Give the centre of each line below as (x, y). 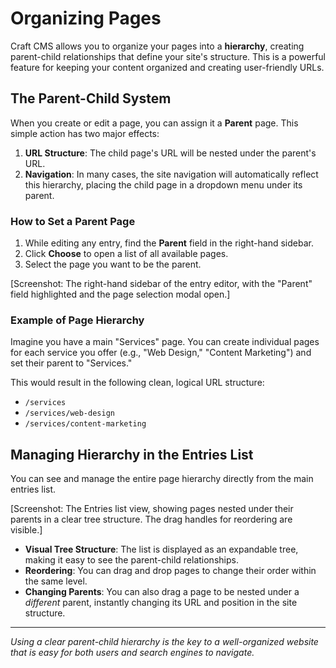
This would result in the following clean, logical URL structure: (137, 383)
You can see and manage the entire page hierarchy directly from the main (162, 479)
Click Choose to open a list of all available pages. (126, 254)
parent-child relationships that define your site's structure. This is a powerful (168, 56)
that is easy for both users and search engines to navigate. (132, 653)
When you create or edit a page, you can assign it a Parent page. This (154, 123)
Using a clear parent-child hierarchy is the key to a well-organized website (164, 642)
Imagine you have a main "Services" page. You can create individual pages (165, 342)
